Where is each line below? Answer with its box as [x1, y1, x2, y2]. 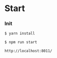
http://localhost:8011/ [4, 49, 53, 54]
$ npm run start [4, 40, 37, 45]
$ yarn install [4, 31, 35, 36]
